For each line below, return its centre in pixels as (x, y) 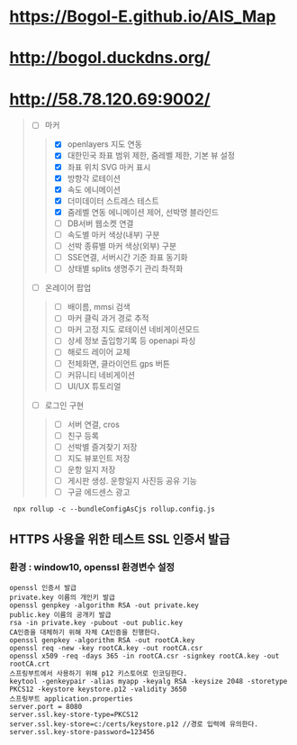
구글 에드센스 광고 (99, 492)
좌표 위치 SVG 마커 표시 (109, 167)
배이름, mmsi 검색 (99, 307)
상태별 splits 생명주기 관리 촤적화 (125, 268)
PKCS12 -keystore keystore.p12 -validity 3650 (98, 689)
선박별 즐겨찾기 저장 (102, 447)
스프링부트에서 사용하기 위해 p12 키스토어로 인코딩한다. (99, 673)
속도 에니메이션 (94, 189)
